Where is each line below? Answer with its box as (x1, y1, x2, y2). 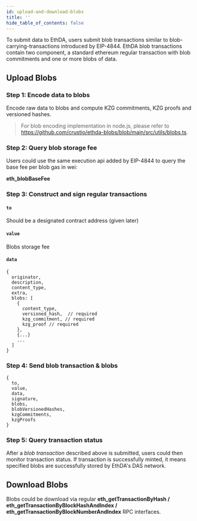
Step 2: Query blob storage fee (6, 143, 97, 152)
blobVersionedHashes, (11, 407, 66, 413)
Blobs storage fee (6, 243, 50, 250)
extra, (11, 290, 28, 296)
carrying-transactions (6, 43, 60, 50)
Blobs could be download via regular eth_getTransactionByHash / (6, 495, 170, 503)
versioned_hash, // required (21, 311, 97, 317)
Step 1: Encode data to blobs (6, 90, 90, 99)
